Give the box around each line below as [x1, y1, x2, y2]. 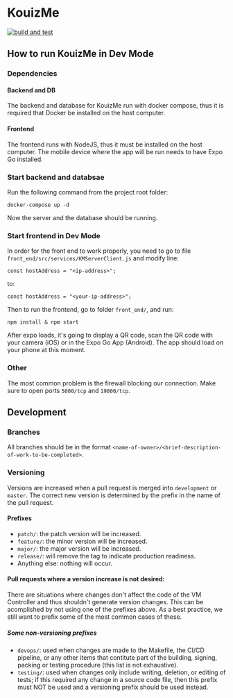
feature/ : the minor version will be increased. [17, 537, 148, 545]
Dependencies [7, 69, 58, 78]
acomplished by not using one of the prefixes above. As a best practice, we [7, 605, 223, 613]
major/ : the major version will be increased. [17, 544, 141, 553]
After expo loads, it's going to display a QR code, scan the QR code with [7, 331, 214, 340]
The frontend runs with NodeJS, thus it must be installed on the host [7, 140, 202, 149]
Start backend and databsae [7, 172, 105, 182]
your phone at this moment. [7, 346, 87, 354]
